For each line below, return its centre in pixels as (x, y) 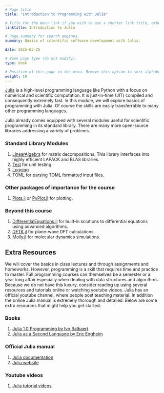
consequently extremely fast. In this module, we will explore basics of (75, 101)
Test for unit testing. (32, 165)
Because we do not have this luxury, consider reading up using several (76, 285)
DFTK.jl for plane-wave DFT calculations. (53, 232)
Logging (20, 169)
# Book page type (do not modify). (41, 59)
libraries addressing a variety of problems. (48, 131)
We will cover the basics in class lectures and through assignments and (77, 264)
